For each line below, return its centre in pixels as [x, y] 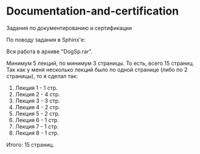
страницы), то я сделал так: [42, 76]
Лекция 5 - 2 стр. [37, 113]
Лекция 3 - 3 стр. [38, 101]
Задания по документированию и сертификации [69, 28]
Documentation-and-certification [92, 11]
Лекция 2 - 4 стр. [38, 94]
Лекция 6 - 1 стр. [37, 120]
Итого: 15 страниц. [30, 144]
